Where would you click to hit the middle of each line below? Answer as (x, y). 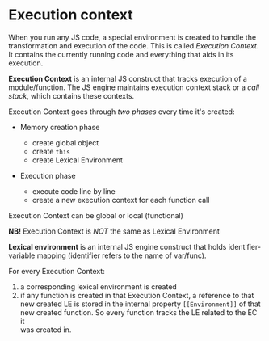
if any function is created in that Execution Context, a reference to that (137, 295)
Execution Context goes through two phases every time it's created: (122, 112)
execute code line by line (74, 191)
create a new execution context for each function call (121, 200)
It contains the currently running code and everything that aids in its (121, 54)
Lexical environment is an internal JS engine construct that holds (118, 246)
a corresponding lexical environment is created (99, 286)
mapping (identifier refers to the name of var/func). (122, 255)
